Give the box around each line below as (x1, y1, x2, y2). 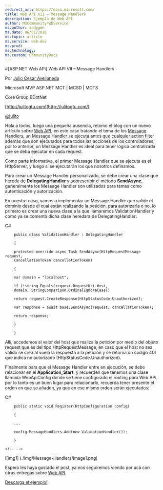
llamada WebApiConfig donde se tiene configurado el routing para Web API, (5, 375, 158, 381)
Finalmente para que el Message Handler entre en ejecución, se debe (5, 364, 145, 370)
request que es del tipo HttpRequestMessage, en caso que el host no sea (5, 344, 153, 350)
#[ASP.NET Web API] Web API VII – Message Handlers (5, 66, 115, 72)
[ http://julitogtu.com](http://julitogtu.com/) (5, 104, 90, 110)
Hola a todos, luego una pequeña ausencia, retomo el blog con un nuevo (5, 123, 151, 128)
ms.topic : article (5, 35, 42, 40)
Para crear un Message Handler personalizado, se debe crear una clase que (5, 173, 159, 179)
